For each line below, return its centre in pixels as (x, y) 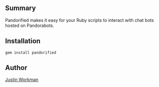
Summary (21, 8)
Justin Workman (22, 80)
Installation (23, 41)
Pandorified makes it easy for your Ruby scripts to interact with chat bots (79, 20)
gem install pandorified (31, 52)
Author (16, 68)
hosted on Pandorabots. (30, 25)
